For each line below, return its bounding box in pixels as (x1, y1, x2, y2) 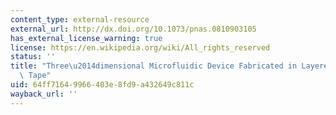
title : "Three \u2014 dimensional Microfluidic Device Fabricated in (10, 61, 298, 71)
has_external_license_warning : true (10, 33, 163, 43)
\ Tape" (19, 71, 52, 81)
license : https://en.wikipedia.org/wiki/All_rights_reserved (10, 42, 271, 53)
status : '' (10, 52, 56, 62)
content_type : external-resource (10, 14, 150, 25)
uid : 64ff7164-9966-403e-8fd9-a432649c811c (10, 80, 195, 90)
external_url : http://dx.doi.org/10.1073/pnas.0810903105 (10, 24, 257, 34)
